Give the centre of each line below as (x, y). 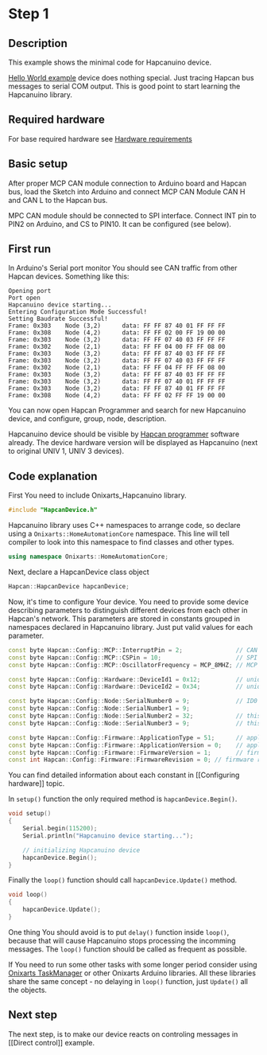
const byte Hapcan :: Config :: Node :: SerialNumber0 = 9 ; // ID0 (133, 701)
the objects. (28, 990)
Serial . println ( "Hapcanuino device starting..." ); (108, 836)
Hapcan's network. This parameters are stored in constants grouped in (124, 619)
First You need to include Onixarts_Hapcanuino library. (97, 495)
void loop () (28, 895)
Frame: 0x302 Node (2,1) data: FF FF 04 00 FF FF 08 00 (117, 347)
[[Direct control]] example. (52, 1042)
